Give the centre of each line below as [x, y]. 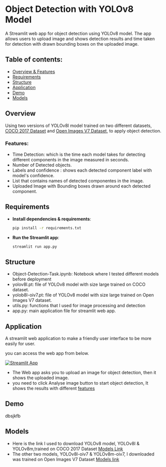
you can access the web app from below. [47, 353]
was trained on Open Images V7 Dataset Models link [66, 459]
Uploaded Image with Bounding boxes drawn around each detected [81, 186]
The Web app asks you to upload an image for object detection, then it [84, 373]
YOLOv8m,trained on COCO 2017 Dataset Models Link [68, 449]
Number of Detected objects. [42, 165]
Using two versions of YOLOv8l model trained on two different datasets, [79, 126]
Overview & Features [34, 71]
